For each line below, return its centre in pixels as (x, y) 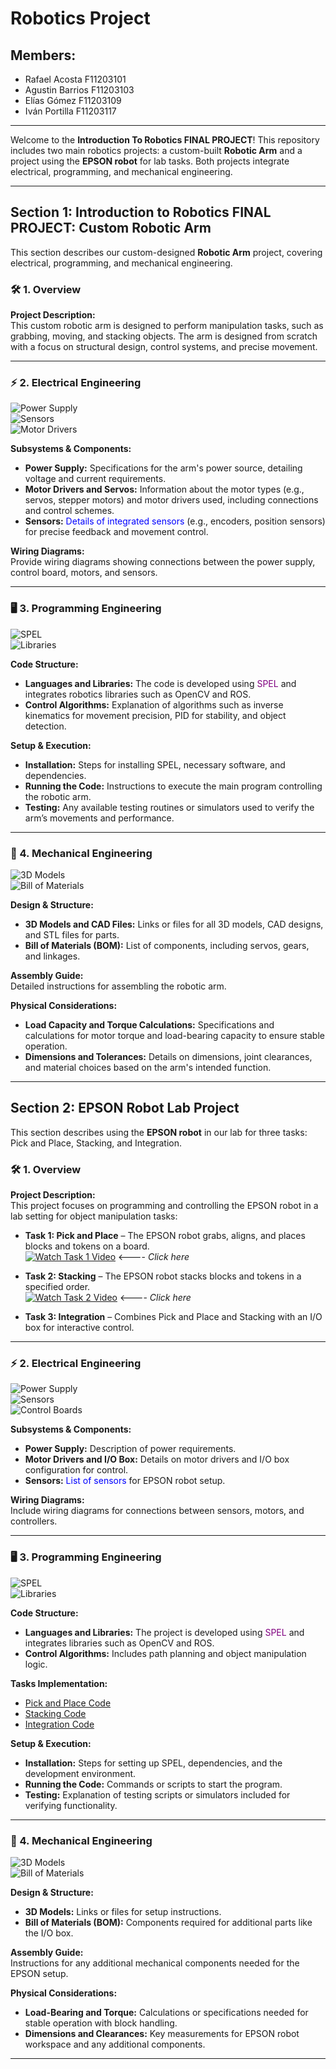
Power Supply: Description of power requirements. (130, 1449)
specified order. (57, 1287)
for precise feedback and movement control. (116, 532)
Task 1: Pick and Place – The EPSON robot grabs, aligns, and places (165, 1236)
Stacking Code (55, 1713)
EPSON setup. (39, 1973)
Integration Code (59, 1724)
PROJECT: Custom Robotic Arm (111, 228)
